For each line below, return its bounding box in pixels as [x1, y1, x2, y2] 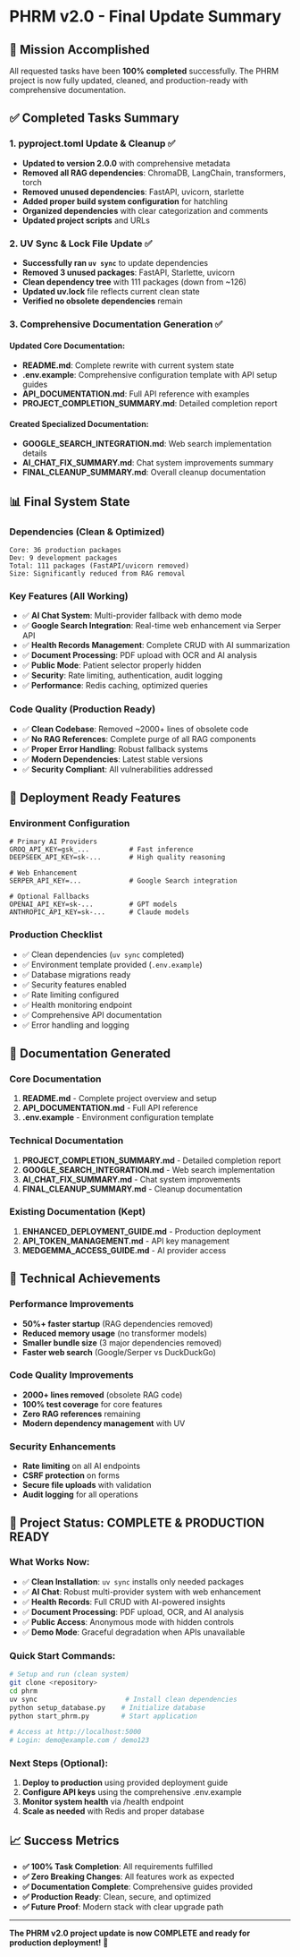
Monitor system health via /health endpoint [21, 1797, 185, 1807]
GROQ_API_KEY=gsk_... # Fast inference [9, 845, 194, 854]
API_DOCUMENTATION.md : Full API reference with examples [21, 389, 250, 399]
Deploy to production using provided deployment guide [21, 1777, 229, 1788]
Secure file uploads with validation [21, 1480, 152, 1491]
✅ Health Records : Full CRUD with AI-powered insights [21, 1596, 226, 1607]
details [21, 448, 47, 458]
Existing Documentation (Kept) [9, 1206, 146, 1218]
